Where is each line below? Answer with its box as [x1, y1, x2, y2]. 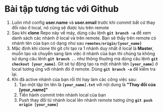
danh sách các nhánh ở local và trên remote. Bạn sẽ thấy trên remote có [11, 35, 157, 41]
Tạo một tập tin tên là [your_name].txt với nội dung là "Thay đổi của [18, 81, 156, 87]
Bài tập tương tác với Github [4, 3, 119, 15]
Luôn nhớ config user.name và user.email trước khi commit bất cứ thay [11, 19, 155, 25]
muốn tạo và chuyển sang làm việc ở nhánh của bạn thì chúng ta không [11, 50, 155, 56]
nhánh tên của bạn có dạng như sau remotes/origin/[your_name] [11, 40, 142, 46]
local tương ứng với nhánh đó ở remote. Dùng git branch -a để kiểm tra [11, 66, 156, 72]
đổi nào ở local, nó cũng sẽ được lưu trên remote [11, 24, 109, 30]
